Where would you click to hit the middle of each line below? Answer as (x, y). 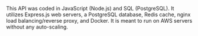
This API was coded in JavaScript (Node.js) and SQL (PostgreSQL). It (90, 8)
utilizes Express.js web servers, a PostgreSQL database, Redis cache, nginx (98, 15)
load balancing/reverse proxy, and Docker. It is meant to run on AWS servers (99, 21)
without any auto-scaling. (37, 27)
